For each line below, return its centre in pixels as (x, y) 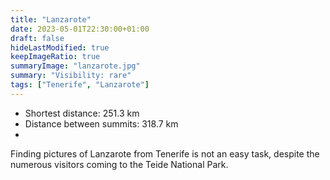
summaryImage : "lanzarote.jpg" (75, 66)
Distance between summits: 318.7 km (101, 123)
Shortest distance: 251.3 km (82, 113)
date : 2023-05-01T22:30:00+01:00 (80, 29)
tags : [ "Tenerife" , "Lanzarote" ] (80, 85)
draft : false (37, 38)
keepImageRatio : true (55, 57)
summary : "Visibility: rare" (71, 76)
